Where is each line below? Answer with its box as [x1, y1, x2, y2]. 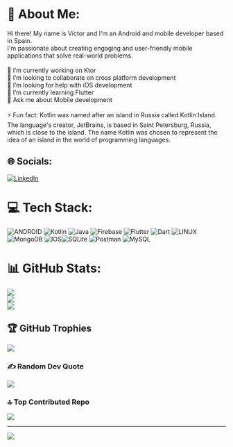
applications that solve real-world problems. [7, 51, 133, 60]
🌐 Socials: [7, 155, 53, 167]
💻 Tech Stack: [7, 199, 93, 215]
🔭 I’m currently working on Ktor [7, 66, 96, 74]
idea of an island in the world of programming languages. [7, 135, 171, 144]
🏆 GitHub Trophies [7, 323, 92, 335]
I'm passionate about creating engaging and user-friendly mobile [7, 44, 193, 52]
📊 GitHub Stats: [7, 260, 102, 276]
